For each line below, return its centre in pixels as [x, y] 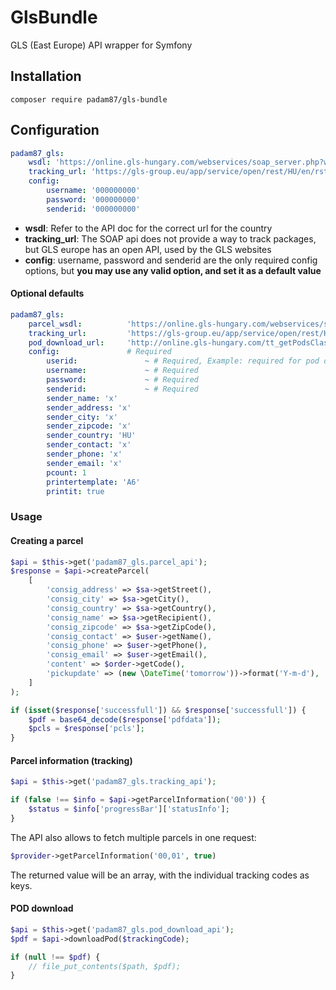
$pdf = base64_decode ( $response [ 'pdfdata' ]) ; [125, 719]
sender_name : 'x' [82, 398]
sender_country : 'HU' [91, 436]
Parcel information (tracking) [71, 760]
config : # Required [100, 352]
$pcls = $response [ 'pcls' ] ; [86, 729]
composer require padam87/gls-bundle [89, 99]
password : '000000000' [93, 199]
